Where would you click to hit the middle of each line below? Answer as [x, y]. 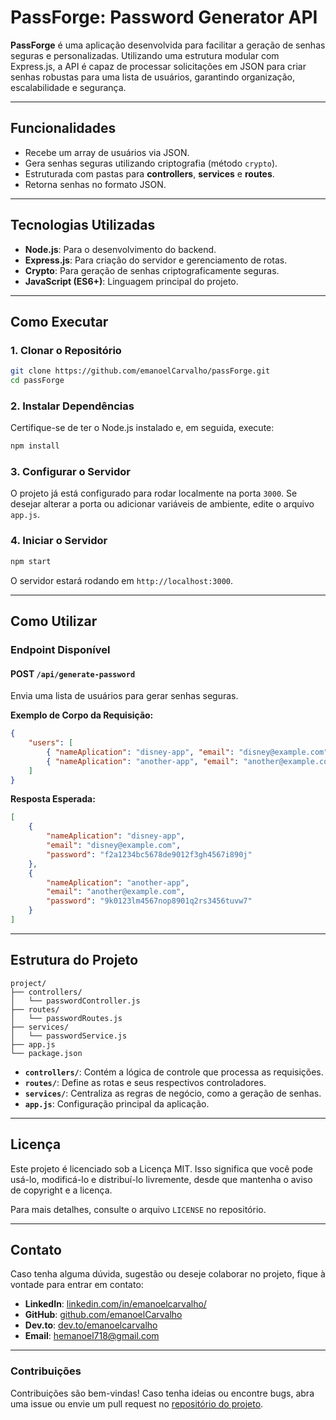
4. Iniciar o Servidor [59, 541]
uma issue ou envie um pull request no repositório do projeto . [137, 1403]
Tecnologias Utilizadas [83, 225]
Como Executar [59, 321]
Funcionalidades [63, 128]
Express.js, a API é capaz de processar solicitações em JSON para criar [158, 66]
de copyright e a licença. [61, 1190]
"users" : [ [51, 743]
